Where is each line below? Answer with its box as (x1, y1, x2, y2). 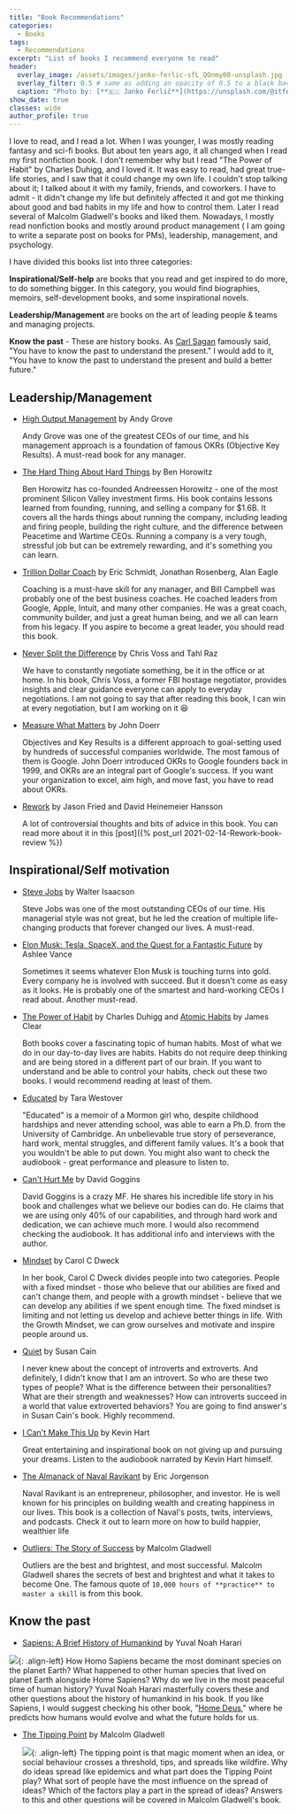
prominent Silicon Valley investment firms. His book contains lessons (21, 493, 273, 503)
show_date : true (9, 95, 69, 104)
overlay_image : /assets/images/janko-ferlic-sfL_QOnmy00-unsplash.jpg (17, 71, 283, 80)
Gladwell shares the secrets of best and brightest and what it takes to (21, 1569, 276, 1580)
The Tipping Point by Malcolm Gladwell (21, 1729, 165, 1740)
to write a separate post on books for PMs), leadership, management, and (9, 230, 278, 241)
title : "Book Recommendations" (9, 12, 125, 22)
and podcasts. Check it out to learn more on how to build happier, (21, 1516, 261, 1526)
